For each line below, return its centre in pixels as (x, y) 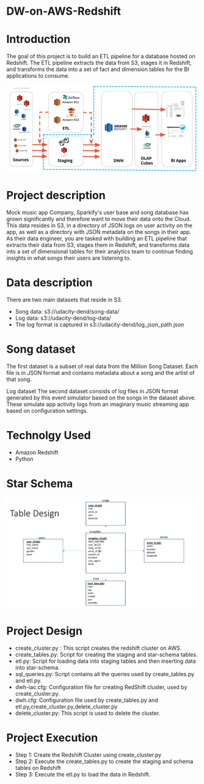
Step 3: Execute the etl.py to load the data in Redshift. (83, 775)
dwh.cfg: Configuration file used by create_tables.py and (87, 700)
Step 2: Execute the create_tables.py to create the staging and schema (104, 761)
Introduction (38, 40)
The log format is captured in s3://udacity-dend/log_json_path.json (100, 324)
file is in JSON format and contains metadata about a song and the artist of (100, 372)
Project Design (44, 631)
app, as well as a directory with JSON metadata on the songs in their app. (99, 232)
